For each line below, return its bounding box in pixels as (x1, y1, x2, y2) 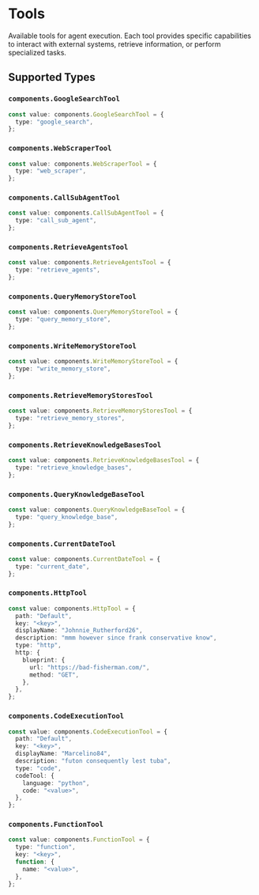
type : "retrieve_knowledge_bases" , (15, 464, 133, 472)
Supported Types (8, 70, 96, 84)
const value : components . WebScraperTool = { (8, 160, 157, 168)
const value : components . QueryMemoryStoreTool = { (8, 308, 178, 317)
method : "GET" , (28, 670, 80, 679)
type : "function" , (15, 844, 77, 851)
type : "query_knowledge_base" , (15, 513, 118, 521)
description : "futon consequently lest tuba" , (15, 757, 171, 765)
